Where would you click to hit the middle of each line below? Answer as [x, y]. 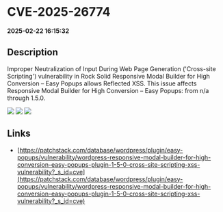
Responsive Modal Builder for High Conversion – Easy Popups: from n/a [108, 90]
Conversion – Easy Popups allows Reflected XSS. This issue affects [102, 83]
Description [32, 52]
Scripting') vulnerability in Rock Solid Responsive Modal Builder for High [109, 76]
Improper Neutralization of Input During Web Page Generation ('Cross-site [112, 68]
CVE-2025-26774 [59, 12]
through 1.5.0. [26, 98]
